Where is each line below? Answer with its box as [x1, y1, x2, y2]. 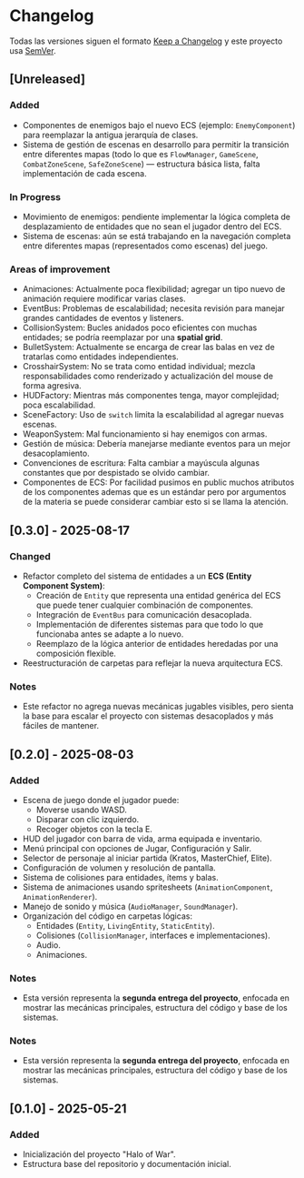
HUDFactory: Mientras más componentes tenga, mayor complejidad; [22, 390, 279, 401]
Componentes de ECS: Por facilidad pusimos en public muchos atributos [22, 477, 295, 488]
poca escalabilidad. [22, 399, 96, 410]
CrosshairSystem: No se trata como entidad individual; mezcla [22, 361, 256, 372]
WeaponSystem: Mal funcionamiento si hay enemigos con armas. [22, 428, 268, 439]
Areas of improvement [9, 263, 111, 276]
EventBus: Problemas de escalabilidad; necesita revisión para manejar [22, 303, 286, 314]
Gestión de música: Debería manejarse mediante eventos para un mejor [22, 438, 291, 449]
